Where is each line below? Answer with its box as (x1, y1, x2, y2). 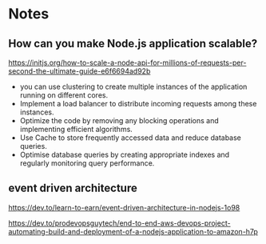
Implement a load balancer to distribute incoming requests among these (19, 99, 257, 108)
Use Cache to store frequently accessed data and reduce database (19, 133, 242, 142)
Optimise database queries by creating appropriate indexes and (19, 150, 230, 159)
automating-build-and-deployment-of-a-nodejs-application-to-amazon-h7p (8, 226, 258, 236)
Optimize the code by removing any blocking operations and (19, 116, 219, 125)
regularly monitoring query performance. (19, 158, 155, 168)
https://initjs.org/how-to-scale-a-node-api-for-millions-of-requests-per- (8, 58, 247, 67)
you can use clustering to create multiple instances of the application (19, 82, 248, 91)
